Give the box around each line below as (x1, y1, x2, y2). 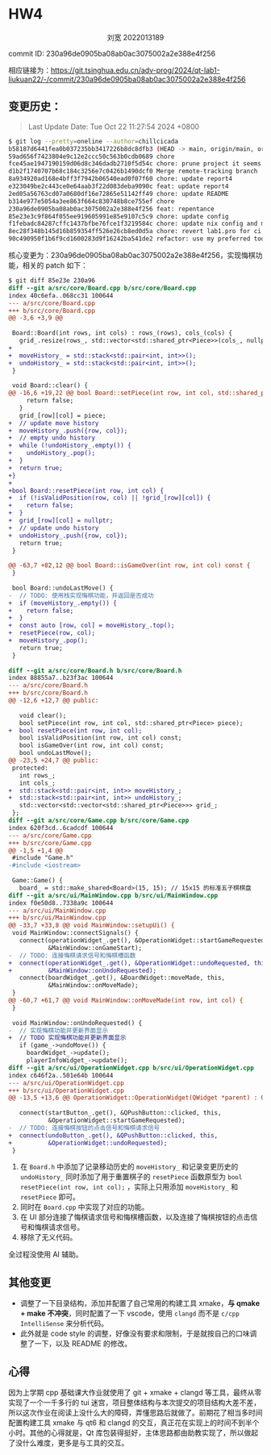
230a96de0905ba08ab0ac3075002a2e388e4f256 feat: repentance (8, 205, 215, 213)
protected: (11, 764, 48, 772)
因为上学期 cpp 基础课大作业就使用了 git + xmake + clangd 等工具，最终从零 (8, 1388, 262, 1397)
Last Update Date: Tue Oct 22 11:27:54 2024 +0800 (27, 122, 200, 131)
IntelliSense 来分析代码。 (19, 1319, 109, 1328)
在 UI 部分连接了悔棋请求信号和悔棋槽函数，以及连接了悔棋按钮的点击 (19, 1212, 251, 1222)
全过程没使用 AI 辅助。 (8, 1249, 83, 1259)
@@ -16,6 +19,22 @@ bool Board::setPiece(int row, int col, (8, 389, 215, 398)
